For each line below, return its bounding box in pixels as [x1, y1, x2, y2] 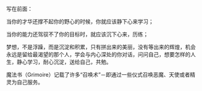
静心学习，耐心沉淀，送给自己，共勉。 [16, 59, 112, 65]
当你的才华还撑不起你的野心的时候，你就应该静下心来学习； [6, 18, 154, 25]
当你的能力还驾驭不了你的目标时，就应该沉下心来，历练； [6, 31, 148, 38]
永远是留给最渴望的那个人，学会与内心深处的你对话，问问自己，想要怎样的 [6, 51, 191, 58]
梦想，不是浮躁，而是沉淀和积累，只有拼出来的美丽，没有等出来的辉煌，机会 [6, 44, 196, 50]
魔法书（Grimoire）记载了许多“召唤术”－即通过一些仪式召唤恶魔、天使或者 [6, 71, 191, 78]
